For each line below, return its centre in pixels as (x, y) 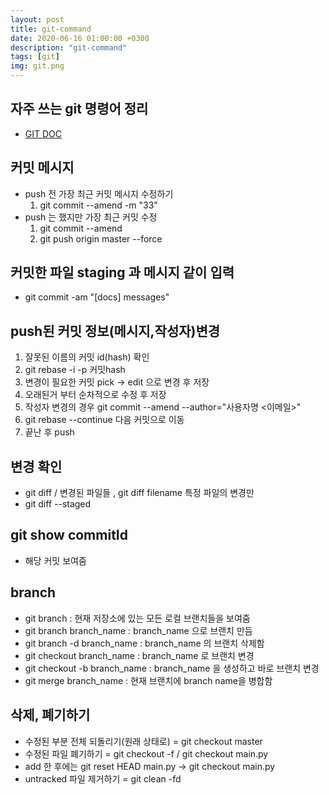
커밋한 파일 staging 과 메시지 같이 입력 (122, 272)
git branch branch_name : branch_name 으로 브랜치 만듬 (138, 630)
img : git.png (37, 66)
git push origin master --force (101, 238)
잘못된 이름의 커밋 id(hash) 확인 (87, 357)
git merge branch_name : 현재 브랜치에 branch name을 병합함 (148, 680)
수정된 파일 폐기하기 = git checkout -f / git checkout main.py (146, 753)
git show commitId (69, 535)
